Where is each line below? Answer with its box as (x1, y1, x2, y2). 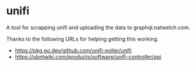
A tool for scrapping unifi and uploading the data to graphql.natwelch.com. (6, 24, 191, 31)
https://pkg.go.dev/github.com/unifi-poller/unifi (14, 46, 132, 54)
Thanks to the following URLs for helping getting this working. (6, 35, 159, 42)
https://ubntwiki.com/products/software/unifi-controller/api (14, 53, 162, 60)
